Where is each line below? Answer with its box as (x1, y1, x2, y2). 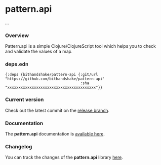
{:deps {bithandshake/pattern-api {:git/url (5, 72, 98, 77)
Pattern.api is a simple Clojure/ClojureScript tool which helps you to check (5, 43, 156, 49)
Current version (5, 96, 44, 103)
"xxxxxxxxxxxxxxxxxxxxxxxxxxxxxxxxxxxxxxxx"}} (5, 85, 103, 90)
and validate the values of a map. (5, 48, 73, 55)
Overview (5, 32, 29, 39)
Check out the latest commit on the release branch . (5, 107, 110, 113)
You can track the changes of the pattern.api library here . (5, 154, 123, 161)
